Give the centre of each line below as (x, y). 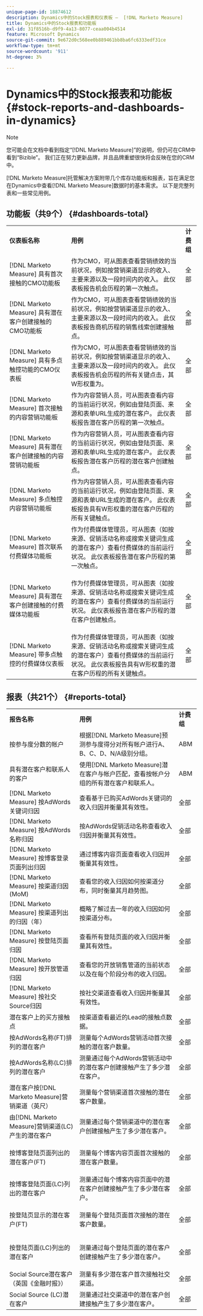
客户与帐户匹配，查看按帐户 (125, 774)
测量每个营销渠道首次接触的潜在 (125, 1092)
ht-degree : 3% (24, 57)
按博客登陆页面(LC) (37, 1184)
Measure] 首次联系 (36, 547)
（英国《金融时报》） (38, 1283)
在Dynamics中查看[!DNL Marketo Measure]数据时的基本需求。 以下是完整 (98, 185)
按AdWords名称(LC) (38, 1063)
